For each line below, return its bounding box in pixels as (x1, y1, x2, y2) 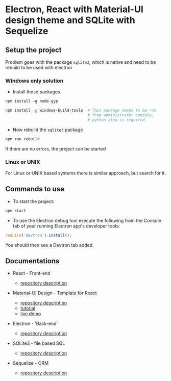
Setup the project (5, 45, 62, 54)
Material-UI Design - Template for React (12, 290, 97, 296)
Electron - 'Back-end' (12, 320, 58, 327)
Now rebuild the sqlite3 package (12, 126, 83, 133)
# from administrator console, (87, 113, 154, 118)
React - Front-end (12, 270, 51, 276)
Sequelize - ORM (12, 360, 49, 366)
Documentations (5, 257, 60, 265)
